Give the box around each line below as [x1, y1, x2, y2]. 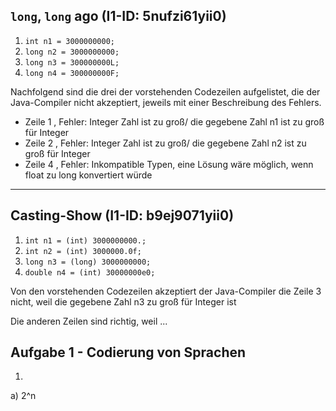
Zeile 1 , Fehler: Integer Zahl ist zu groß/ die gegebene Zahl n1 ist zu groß [24, 115, 325, 128]
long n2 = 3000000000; [24, 47, 120, 57]
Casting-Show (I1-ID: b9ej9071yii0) [10, 207, 235, 224]
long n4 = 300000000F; [24, 68, 120, 78]
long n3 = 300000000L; [24, 57, 120, 68]
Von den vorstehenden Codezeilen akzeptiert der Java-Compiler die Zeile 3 [10, 285, 322, 297]
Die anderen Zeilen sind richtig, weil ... [10, 315, 168, 327]
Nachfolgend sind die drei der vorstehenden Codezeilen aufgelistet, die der [10, 85, 321, 98]
